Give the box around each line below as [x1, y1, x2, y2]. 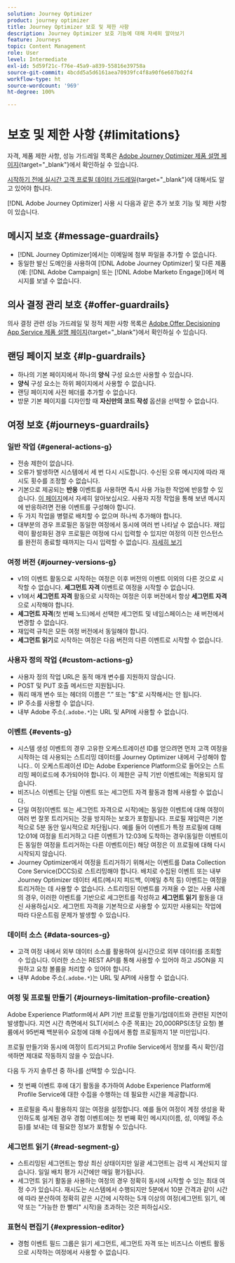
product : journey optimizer [7, 17, 90, 24]
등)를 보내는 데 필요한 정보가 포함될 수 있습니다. [17, 1122, 147, 1130]
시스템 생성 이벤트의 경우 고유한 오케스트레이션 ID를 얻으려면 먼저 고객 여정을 [17, 744, 228, 753]
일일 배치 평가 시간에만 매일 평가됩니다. [38, 1168, 145, 1176]
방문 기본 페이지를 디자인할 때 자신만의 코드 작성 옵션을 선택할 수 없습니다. [17, 396, 220, 405]
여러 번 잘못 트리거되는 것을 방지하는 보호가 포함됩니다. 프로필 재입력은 [17, 815, 210, 823]
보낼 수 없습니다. [36, 276, 82, 285]
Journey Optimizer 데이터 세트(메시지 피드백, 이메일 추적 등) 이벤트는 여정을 [17, 876, 227, 884]
